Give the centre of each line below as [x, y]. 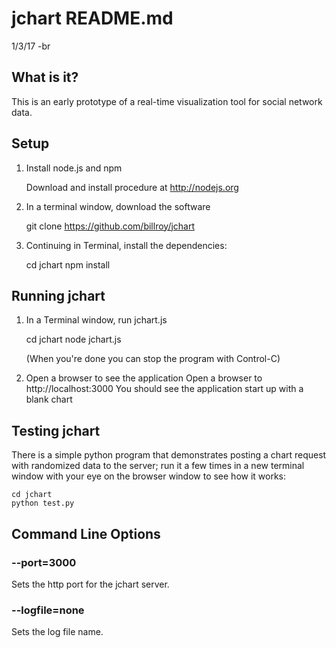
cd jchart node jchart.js [73, 339]
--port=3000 [44, 562]
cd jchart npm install [68, 264]
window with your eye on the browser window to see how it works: [149, 476]
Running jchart [58, 295]
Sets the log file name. [57, 632]
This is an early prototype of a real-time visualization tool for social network [167, 101]
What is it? [45, 77]
